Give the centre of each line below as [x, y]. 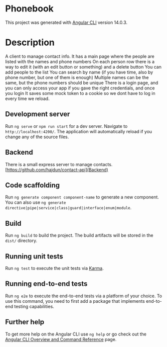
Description [30, 43]
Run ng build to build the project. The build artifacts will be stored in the [79, 235]
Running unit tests [34, 256]
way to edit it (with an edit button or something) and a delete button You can [83, 67]
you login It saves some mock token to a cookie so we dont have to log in [80, 93]
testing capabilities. [34, 306]
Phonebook [29, 9]
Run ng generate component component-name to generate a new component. [82, 197]
